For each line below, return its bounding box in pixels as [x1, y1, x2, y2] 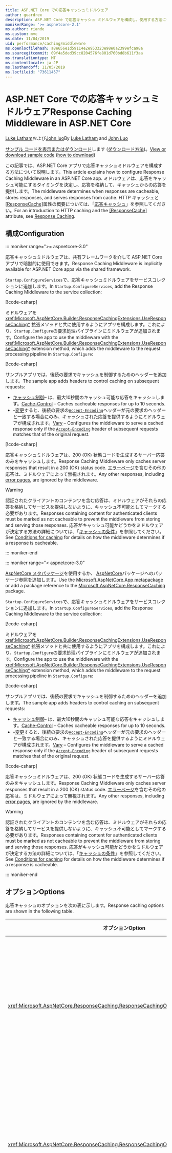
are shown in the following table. [5, 908, 74, 914]
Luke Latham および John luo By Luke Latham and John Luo [5, 135, 128, 141]
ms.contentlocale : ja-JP [5, 60, 58, 65]
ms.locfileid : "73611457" [5, 70, 60, 75]
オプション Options [5, 887, 65, 897]
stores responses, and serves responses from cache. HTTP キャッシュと [5, 194, 159, 200]
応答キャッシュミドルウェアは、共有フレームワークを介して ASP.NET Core [5, 254, 162, 260]
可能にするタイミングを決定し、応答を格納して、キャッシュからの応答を [14, 181, 167, 188]
